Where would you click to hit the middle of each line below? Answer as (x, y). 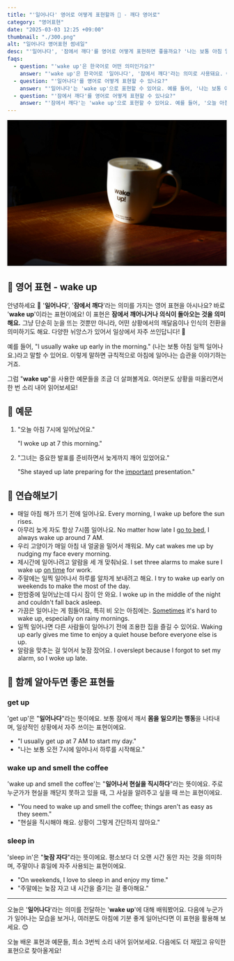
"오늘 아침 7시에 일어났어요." (56, 430)
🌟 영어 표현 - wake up (52, 287)
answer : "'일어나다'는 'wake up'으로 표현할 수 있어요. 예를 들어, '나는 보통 (120, 88)
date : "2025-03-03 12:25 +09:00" (56, 29)
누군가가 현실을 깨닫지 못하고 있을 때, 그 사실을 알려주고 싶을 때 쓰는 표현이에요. (115, 793)
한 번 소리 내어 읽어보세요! (42, 387)
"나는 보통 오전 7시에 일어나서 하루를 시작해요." (81, 749)
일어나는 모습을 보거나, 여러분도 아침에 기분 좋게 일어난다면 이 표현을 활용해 (117, 918)
